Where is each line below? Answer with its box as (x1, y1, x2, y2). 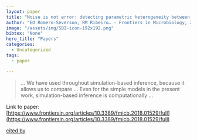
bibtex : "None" (6, 31, 43, 36)
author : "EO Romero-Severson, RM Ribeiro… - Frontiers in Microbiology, (6, 19, 188, 25)
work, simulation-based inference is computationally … (20, 92, 154, 99)
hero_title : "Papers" (6, 36, 59, 42)
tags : (6, 52, 19, 58)
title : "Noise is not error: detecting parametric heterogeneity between (6, 14, 191, 20)
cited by (6, 127, 26, 134)
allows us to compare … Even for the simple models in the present (20, 85, 180, 92)
